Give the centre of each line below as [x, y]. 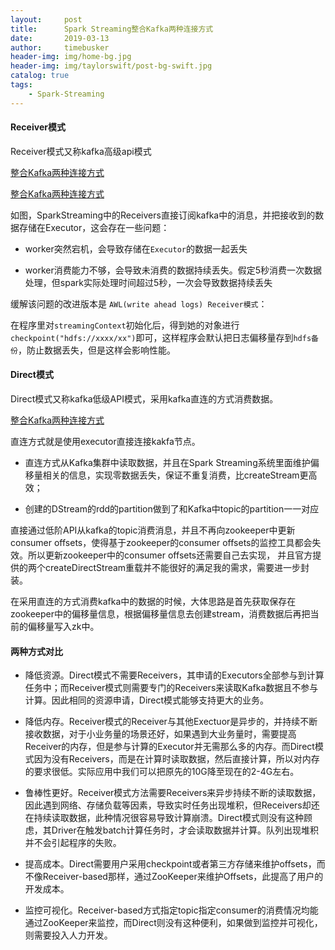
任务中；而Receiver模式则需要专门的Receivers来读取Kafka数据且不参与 [171, 688]
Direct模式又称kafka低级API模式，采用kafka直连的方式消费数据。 [144, 399]
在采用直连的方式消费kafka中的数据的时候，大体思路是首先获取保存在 [153, 602]
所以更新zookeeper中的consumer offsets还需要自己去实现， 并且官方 [170, 555]
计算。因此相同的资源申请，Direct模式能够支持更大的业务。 [147, 700]
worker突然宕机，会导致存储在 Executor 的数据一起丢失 [136, 248]
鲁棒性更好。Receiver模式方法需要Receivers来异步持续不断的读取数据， [173, 793]
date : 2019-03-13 [60, 38]
